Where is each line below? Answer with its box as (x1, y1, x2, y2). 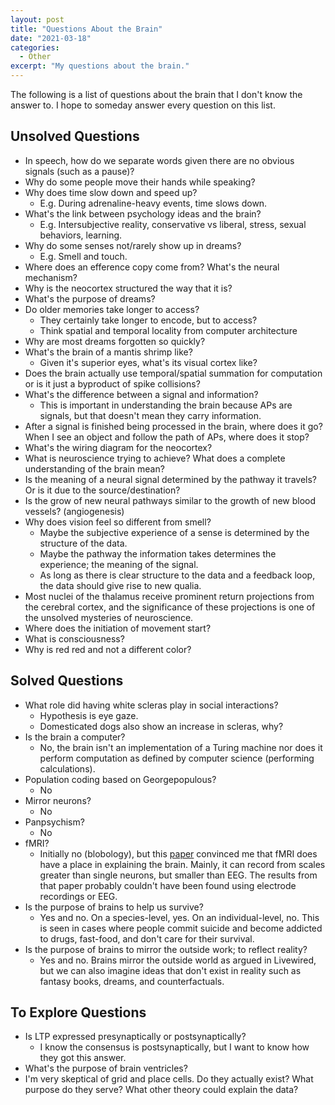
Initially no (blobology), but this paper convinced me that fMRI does (39, 847, 318, 860)
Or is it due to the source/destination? (24, 484, 181, 496)
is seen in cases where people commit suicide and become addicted (39, 922, 323, 934)
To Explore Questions (10, 1004, 147, 1021)
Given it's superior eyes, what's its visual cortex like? (39, 356, 258, 368)
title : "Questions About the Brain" (10, 24, 163, 34)
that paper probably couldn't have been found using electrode (39, 879, 297, 891)
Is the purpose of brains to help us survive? (24, 901, 204, 913)
